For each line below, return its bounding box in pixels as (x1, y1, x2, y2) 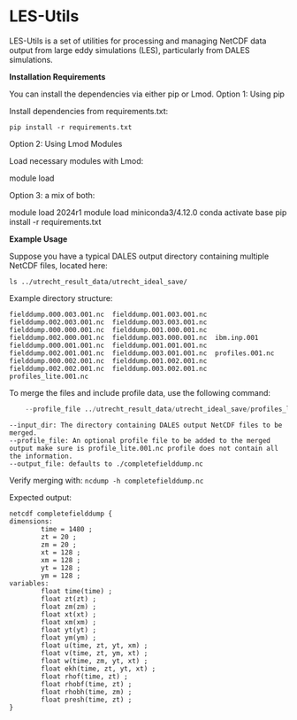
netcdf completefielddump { (9, 509, 113, 518)
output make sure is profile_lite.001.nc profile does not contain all (9, 444, 278, 453)
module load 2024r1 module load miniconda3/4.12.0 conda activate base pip (9, 206, 287, 218)
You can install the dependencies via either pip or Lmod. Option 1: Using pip (9, 89, 286, 99)
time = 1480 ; (41, 524, 93, 533)
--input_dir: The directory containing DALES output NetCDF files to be (9, 421, 283, 430)
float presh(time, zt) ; (41, 695, 133, 704)
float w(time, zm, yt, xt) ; (41, 656, 148, 665)
